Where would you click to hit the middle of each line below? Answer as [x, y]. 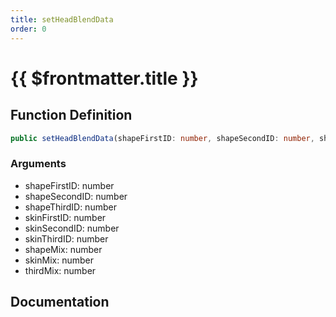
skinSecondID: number [72, 228]
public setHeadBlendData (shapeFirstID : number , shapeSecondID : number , [162, 138]
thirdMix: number [60, 270]
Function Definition [71, 115]
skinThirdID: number [66, 238]
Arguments [38, 164]
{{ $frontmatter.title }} [104, 78]
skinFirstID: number [65, 217]
